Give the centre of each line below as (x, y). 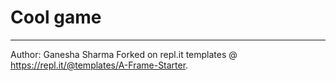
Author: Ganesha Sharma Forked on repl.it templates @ (124, 54)
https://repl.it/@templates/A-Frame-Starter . (99, 65)
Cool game (56, 17)
